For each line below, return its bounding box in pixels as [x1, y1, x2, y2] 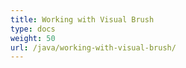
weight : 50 [10, 33, 56, 43]
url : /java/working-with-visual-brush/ [10, 42, 177, 53]
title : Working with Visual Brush [10, 14, 155, 25]
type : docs [10, 24, 56, 34]
